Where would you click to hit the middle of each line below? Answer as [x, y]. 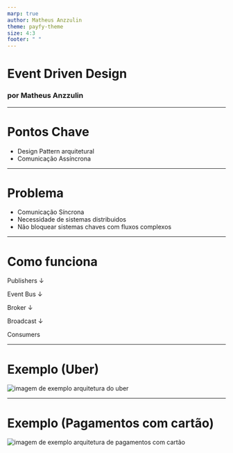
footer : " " [24, 40]
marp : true [23, 14]
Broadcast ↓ [25, 321]
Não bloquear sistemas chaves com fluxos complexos [94, 227]
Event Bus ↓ [25, 294]
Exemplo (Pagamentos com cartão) [111, 423]
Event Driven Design [67, 74]
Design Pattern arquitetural [56, 151]
